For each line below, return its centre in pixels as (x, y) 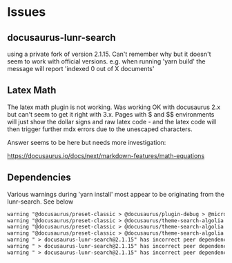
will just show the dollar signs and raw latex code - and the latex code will (112, 121)
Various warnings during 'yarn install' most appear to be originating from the (116, 194)
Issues (27, 12)
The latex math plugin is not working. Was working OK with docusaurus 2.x (114, 107)
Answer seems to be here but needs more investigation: (87, 142)
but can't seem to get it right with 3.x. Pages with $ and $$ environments (111, 114)
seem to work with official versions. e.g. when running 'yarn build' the (106, 61)
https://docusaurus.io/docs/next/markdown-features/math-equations (106, 155)
